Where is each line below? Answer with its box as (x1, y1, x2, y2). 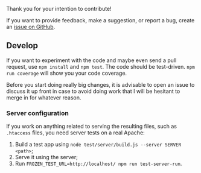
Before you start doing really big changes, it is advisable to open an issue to (6, 81, 195, 88)
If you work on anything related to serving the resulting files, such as (6, 123, 177, 130)
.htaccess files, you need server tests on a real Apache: (6, 129, 145, 136)
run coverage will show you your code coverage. (6, 69, 127, 77)
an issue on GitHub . (6, 24, 56, 30)
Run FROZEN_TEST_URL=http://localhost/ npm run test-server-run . (14, 160, 182, 168)
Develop (6, 40, 38, 51)
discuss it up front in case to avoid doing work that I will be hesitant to (6, 87, 180, 95)
